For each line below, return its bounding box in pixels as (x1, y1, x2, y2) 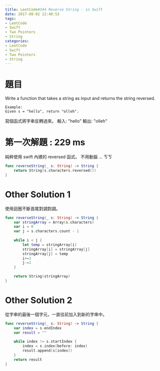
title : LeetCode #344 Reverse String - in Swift (5, 7, 103, 12)
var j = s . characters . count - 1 (14, 229, 79, 234)
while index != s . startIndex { (14, 339, 77, 344)
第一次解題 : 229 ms (5, 137, 85, 148)
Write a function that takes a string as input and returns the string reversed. (5, 96, 156, 101)
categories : (5, 39, 29, 44)
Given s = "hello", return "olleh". (5, 109, 79, 114)
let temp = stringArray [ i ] (22, 242, 77, 247)
